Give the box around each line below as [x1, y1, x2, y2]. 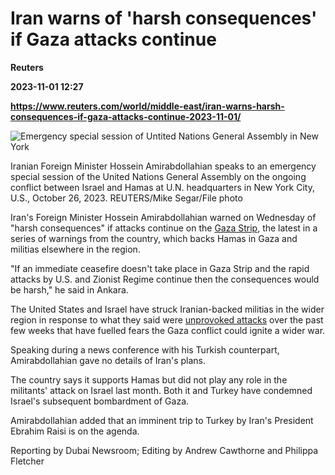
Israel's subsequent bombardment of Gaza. [10, 395, 190, 407]
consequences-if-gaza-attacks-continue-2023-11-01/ [10, 110, 242, 122]
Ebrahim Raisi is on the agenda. [10, 425, 140, 437]
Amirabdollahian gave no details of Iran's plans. [10, 354, 206, 366]
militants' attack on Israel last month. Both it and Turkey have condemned [10, 384, 313, 396]
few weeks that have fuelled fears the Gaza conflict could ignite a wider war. [10, 324, 326, 336]
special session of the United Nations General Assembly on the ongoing [10, 170, 307, 182]
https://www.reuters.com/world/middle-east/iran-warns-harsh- [10, 100, 285, 112]
